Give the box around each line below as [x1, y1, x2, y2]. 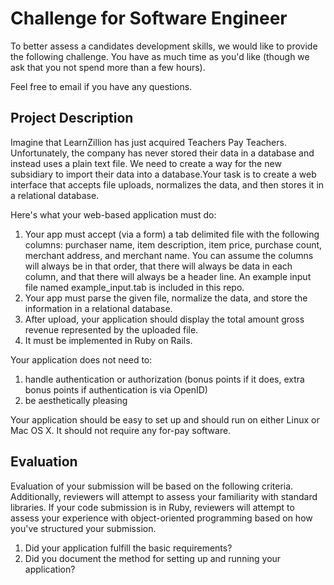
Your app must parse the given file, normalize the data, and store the [24, 292, 308, 304]
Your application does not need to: [10, 353, 153, 366]
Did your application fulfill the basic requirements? [24, 542, 233, 554]
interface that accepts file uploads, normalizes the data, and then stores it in [10, 178, 325, 191]
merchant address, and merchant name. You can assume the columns [24, 249, 314, 261]
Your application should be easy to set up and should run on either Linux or [10, 413, 320, 426]
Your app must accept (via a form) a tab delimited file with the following [24, 228, 320, 240]
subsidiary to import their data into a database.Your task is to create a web [10, 168, 317, 180]
